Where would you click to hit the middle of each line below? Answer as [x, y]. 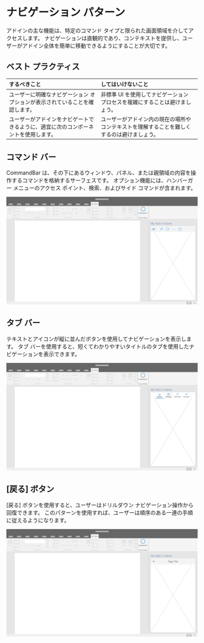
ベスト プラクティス [43, 67]
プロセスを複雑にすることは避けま [143, 102]
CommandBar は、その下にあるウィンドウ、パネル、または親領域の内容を [99, 173]
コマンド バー [31, 157]
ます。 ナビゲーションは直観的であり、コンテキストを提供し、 [105, 38]
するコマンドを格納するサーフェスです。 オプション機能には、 [89, 181]
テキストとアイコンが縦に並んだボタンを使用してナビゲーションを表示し [97, 339]
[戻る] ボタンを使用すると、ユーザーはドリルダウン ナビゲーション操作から [100, 505]
